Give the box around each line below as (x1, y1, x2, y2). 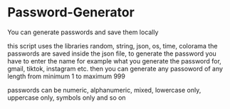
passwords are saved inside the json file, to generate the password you (7, 49, 217, 58)
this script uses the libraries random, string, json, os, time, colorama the (7, 41, 218, 50)
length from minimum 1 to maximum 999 (7, 72, 126, 81)
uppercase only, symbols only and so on (7, 93, 126, 102)
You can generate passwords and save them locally (7, 28, 159, 36)
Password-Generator (7, 4, 135, 21)
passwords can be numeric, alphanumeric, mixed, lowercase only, (7, 85, 202, 94)
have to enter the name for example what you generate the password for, (7, 56, 222, 65)
